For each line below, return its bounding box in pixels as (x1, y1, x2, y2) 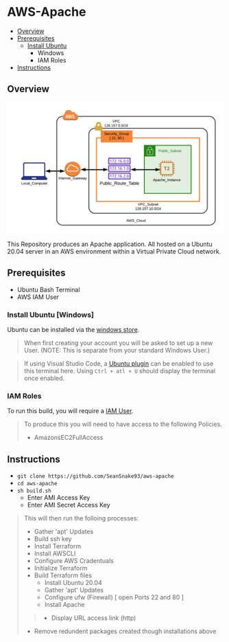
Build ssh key (34, 535, 72, 543)
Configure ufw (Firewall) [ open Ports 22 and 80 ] (44, 593, 184, 601)
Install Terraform (34, 542, 81, 551)
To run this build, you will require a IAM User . (7, 407, 134, 415)
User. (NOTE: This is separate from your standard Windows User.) (23, 346, 210, 355)
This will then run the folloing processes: (23, 514, 139, 522)
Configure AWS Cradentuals (34, 557, 114, 565)
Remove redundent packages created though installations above (34, 627, 217, 636)
